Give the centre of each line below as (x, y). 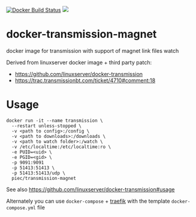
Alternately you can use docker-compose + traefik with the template (88, 201)
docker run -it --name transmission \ (55, 120)
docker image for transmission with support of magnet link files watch (93, 50)
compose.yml (21, 208)
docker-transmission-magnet (82, 34)
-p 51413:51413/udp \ (39, 173)
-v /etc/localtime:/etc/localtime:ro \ (61, 147)
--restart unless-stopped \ (47, 126)
